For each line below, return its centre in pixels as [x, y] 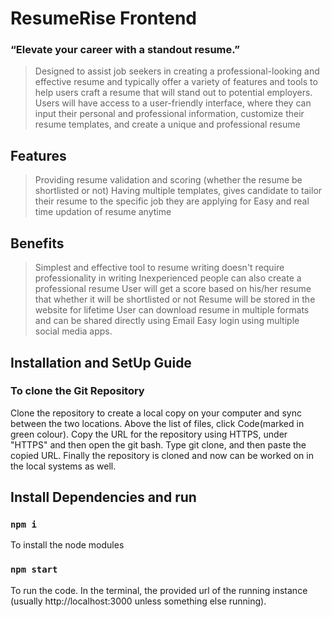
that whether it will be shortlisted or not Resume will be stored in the [175, 299]
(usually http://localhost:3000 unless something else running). [138, 601]
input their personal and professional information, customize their [169, 114]
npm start [34, 570]
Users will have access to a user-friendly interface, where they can [173, 103]
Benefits [37, 243]
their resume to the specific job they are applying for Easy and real [172, 201]
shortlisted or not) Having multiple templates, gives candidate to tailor [178, 191]
